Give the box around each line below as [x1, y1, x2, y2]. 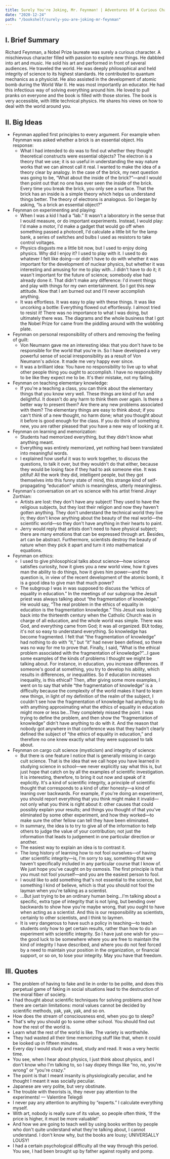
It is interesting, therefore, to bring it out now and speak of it [20, 774, 146, 780]
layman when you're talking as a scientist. [20, 888, 108, 894]
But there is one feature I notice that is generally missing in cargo [20, 753, 156, 758]
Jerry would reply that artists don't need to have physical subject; [20, 526, 157, 532]
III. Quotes [5, 967, 38, 976]
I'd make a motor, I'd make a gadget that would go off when [20, 223, 145, 229]
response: [12, 142, 34, 148]
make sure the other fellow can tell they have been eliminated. [20, 817, 150, 823]
